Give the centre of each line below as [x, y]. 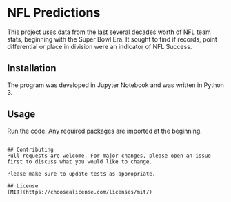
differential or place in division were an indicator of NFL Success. [100, 46]
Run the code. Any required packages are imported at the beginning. [104, 131]
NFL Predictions [54, 13]
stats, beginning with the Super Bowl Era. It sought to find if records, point [112, 39]
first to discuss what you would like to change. [80, 162]
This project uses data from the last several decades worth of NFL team [109, 32]
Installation [32, 68]
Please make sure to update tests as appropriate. [81, 174]
